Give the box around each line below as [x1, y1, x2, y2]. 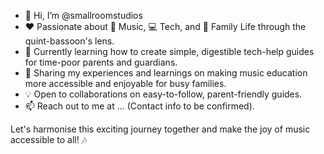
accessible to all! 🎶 [10, 134, 88, 145]
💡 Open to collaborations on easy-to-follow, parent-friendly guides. [24, 88, 303, 100]
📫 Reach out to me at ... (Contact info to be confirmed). [24, 100, 255, 112]
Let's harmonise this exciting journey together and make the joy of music [10, 123, 311, 135]
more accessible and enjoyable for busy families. [24, 78, 227, 89]
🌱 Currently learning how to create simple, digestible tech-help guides [24, 46, 315, 57]
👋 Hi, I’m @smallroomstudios [24, 10, 143, 21]
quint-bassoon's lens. [24, 35, 115, 47]
